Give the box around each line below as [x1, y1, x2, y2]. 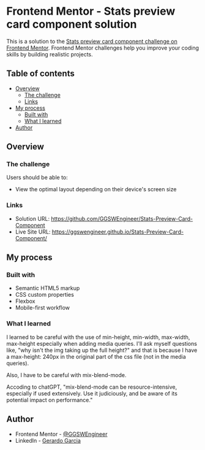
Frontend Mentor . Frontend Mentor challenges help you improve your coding [6, 44, 199, 51]
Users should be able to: [6, 174, 69, 181]
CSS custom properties [15, 291, 75, 299]
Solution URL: [15, 215, 50, 222]
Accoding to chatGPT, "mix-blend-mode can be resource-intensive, [6, 383, 177, 391]
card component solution [6, 17, 137, 31]
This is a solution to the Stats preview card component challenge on [6, 37, 177, 45]
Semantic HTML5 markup [15, 284, 80, 292]
